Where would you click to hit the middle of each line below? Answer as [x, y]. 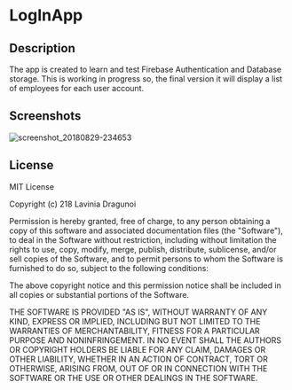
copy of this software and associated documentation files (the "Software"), [146, 230]
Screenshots [45, 116]
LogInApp [46, 16]
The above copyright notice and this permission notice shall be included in [145, 285]
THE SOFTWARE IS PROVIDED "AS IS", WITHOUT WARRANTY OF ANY [138, 312]
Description [42, 48]
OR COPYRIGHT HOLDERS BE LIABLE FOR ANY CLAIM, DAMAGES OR [138, 349]
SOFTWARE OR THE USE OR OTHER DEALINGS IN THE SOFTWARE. [134, 378]
